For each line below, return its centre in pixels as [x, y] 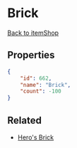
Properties [31, 55]
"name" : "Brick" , [46, 85]
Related [25, 120]
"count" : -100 [41, 91]
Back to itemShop [33, 33]
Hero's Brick [36, 137]
